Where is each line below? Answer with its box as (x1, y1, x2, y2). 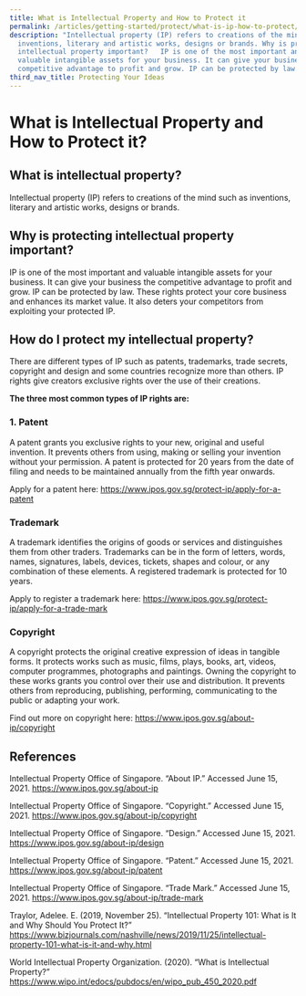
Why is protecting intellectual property (9, 228, 235, 244)
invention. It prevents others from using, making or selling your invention (9, 446, 281, 457)
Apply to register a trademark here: (9, 592, 141, 603)
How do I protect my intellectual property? (9, 331, 254, 347)
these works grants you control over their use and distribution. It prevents (9, 676, 285, 687)
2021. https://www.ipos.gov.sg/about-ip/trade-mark (9, 892, 204, 904)
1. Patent (9, 416, 48, 429)
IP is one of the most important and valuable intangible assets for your (9, 267, 273, 278)
